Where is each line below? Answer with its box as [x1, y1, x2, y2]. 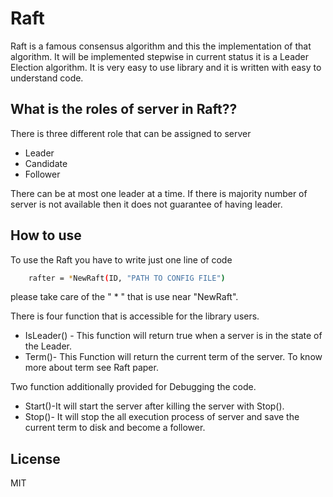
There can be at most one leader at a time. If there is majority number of [10, 187, 308, 199]
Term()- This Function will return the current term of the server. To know [24, 351, 323, 363]
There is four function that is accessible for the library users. [10, 310, 260, 322]
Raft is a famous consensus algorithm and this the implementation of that [10, 40, 312, 52]
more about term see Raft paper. [24, 362, 159, 374]
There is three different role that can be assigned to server [10, 127, 252, 139]
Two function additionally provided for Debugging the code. [10, 381, 257, 393]
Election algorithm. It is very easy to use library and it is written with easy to [10, 61, 322, 73]
